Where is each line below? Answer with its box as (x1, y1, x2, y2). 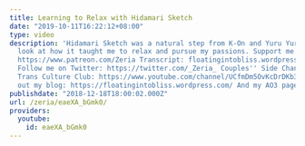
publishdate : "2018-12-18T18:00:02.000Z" (9, 89, 169, 98)
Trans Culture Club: (17, 73, 95, 82)
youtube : (17, 114, 51, 123)
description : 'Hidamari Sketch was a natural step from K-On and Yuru (9, 38, 282, 48)
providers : (9, 106, 51, 115)
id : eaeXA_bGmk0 (25, 123, 88, 132)
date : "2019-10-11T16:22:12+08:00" (9, 22, 144, 31)
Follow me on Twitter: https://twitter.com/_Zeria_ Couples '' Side (17, 64, 279, 73)
